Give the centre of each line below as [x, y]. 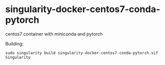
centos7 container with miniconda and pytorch [54, 34]
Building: [15, 43]
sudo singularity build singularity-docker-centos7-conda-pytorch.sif [82, 53]
